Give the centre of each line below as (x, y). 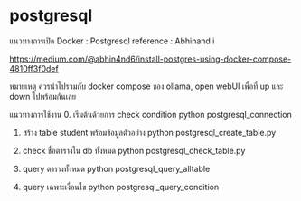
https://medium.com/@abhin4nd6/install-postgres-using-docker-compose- (150, 59)
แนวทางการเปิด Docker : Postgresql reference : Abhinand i (112, 41)
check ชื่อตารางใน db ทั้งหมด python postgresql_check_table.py (134, 150)
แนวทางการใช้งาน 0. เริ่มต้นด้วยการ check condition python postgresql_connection (150, 114)
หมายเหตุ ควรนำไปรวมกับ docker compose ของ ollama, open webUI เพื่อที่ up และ (146, 86)
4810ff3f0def (34, 68)
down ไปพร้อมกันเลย (43, 96)
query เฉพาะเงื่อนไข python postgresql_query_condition (121, 187)
